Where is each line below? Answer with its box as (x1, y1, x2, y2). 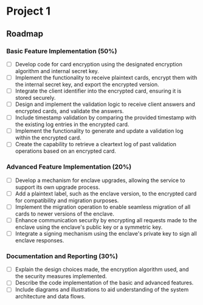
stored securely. (15, 94, 56, 102)
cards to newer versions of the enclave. (15, 210, 114, 217)
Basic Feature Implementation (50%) (6, 47, 117, 55)
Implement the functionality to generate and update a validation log (15, 127, 184, 135)
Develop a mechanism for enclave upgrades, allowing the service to (15, 177, 185, 184)
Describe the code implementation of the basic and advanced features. (15, 279, 194, 287)
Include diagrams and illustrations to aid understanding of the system (15, 286, 189, 293)
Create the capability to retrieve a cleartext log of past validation (15, 141, 176, 148)
